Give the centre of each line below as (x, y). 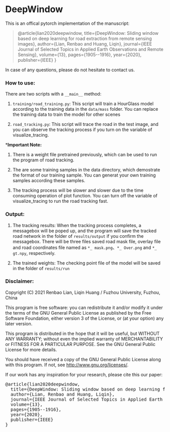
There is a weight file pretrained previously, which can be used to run (85, 155)
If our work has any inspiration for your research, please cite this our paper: (84, 374)
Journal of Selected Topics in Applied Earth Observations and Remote (90, 49)
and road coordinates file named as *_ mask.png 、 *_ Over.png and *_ (84, 247)
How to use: (20, 83)
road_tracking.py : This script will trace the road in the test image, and (85, 124)
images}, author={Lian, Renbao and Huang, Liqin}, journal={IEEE (85, 44)
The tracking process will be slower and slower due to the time (78, 190)
